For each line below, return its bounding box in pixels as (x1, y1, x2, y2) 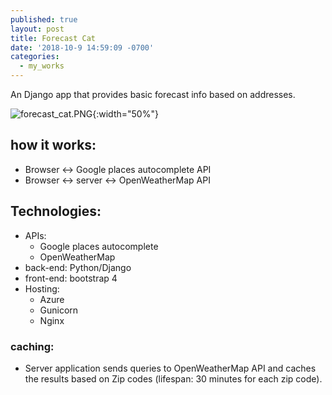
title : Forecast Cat (10, 33, 97, 43)
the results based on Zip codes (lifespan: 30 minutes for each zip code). (24, 372, 323, 385)
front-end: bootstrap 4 (24, 272, 118, 284)
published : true (10, 14, 78, 25)
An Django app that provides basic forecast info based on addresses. (10, 89, 296, 100)
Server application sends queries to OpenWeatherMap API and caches (24, 362, 317, 374)
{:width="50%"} (92, 108, 159, 120)
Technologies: (10, 203, 102, 220)
